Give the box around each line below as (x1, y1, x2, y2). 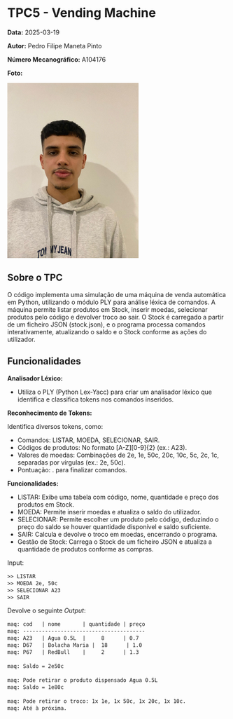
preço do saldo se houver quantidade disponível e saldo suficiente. (17, 522, 211, 530)
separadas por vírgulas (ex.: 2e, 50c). (17, 458, 126, 467)
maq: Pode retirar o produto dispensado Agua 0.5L (7, 676, 158, 684)
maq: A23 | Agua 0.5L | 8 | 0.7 (7, 634, 139, 642)
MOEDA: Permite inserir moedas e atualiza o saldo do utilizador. (17, 507, 202, 516)
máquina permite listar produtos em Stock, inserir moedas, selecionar (7, 305, 208, 313)
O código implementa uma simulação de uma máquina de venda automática (7, 290, 226, 299)
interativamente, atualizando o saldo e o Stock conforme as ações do (7, 327, 207, 336)
